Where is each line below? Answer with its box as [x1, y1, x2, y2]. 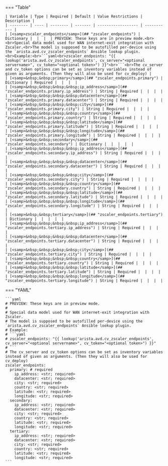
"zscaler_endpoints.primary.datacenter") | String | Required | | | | [5, 98, 163, 103]
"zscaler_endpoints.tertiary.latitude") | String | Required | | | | [5, 269, 161, 274]
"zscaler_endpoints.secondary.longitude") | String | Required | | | [5, 203, 158, 208]
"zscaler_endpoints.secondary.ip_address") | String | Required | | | [5, 150, 161, 156]
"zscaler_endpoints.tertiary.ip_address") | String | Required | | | [5, 225, 158, 230]
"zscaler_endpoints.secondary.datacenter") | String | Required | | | [5, 164, 161, 169]
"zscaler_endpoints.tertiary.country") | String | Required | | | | [5, 261, 158, 266]
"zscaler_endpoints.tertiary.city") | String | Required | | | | [5, 252, 152, 257]
